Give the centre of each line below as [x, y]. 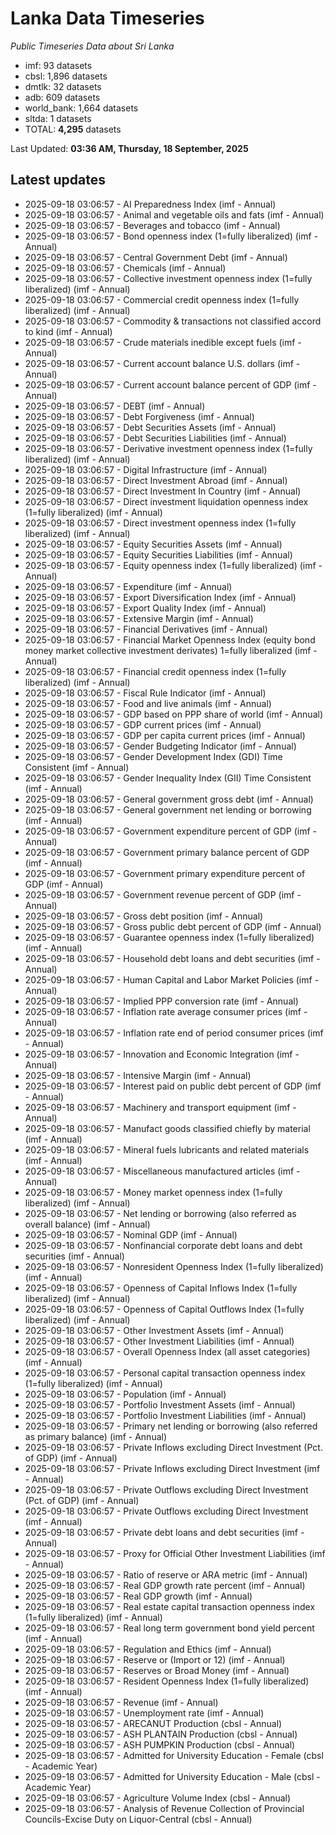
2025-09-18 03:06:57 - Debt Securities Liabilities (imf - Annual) [155, 438]
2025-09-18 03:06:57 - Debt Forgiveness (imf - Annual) [139, 416]
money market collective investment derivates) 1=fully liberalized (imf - [171, 650]
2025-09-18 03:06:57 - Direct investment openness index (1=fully [160, 523]
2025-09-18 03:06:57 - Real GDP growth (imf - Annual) [138, 1596]
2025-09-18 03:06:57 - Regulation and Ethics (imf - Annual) [148, 1649]
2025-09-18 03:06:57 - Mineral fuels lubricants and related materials [167, 1149]
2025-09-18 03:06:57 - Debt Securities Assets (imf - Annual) [150, 427]
